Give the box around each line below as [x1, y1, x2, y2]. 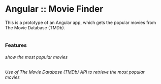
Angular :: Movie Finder [5, 3, 103, 15]
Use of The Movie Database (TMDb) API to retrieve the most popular [5, 69, 145, 75]
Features [5, 42, 27, 49]
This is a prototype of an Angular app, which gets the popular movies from [5, 20, 156, 25]
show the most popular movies [5, 54, 68, 60]
